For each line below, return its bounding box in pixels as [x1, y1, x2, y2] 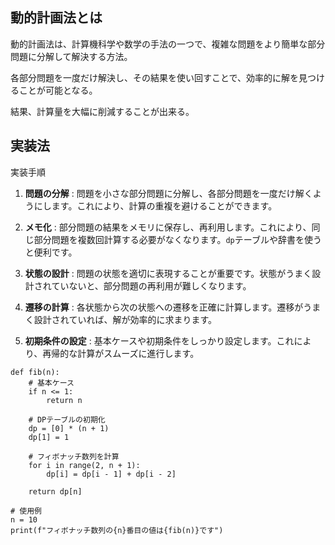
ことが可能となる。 [18, 84, 98, 96]
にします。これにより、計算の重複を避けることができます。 [33, 199, 278, 212]
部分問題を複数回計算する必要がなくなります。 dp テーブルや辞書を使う [33, 233, 322, 245]
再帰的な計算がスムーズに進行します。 [42, 347, 200, 359]
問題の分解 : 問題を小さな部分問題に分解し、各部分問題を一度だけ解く [24, 187, 313, 199]
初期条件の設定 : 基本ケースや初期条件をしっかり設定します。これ [24, 334, 295, 347]
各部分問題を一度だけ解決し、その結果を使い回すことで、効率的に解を [10, 71, 300, 83]
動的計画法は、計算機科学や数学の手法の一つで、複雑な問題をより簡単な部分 [10, 38, 326, 50]
